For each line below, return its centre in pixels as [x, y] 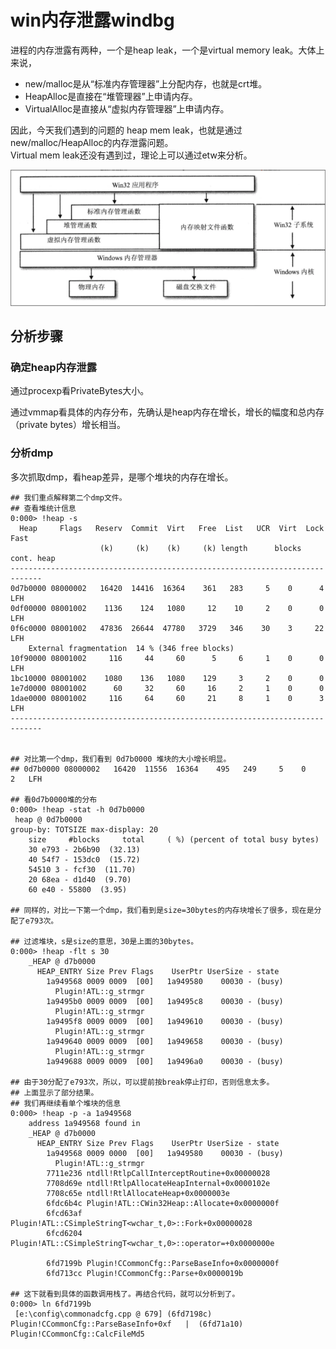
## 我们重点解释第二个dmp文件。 [68, 497]
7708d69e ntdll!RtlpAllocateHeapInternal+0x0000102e [158, 1183]
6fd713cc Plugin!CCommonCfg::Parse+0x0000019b [145, 1273]
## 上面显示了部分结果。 [54, 1092]
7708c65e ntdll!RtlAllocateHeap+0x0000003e [138, 1193]
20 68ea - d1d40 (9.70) [80, 879]
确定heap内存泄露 [54, 368]
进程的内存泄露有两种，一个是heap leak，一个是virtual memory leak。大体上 [167, 50]
